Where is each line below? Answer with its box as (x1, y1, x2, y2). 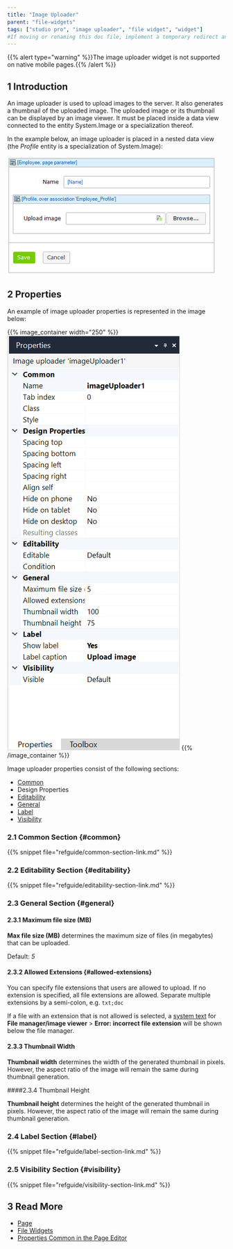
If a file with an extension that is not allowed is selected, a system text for (7, 1011, 216, 1020)
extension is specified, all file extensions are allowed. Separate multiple (7, 990, 211, 999)
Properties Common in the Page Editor (17, 1234, 128, 1242)
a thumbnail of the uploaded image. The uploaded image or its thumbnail (7, 106, 215, 115)
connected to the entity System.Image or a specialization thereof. (7, 122, 194, 130)
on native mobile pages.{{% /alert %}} (7, 60, 116, 69)
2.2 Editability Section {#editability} (7, 865, 131, 875)
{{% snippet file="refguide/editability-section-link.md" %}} (7, 881, 175, 890)
